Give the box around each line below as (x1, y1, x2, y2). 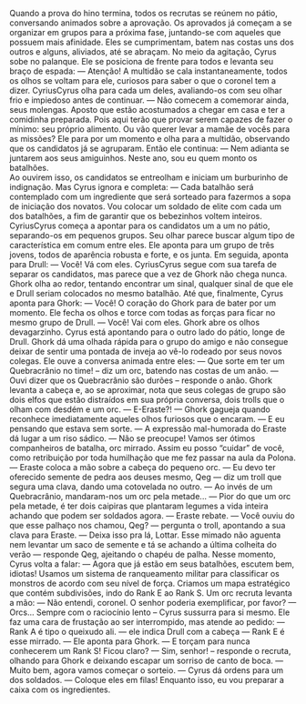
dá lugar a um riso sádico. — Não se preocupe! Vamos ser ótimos (9, 433, 256, 444)
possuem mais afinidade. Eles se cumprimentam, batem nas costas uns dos (9, 36, 294, 47)
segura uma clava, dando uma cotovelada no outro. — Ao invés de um (9, 481, 273, 492)
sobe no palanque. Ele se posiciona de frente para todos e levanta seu (9, 56, 274, 66)
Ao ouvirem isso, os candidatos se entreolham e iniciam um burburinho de (9, 172, 289, 183)
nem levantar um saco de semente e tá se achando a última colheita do (9, 539, 278, 549)
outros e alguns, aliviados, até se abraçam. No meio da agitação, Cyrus (9, 46, 277, 57)
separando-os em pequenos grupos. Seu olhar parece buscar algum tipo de (9, 230, 295, 240)
